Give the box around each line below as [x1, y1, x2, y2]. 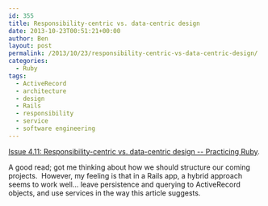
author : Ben [8, 34, 48, 43]
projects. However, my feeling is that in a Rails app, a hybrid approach [8, 170, 243, 180]
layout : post [8, 42, 52, 50]
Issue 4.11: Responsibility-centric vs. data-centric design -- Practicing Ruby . [8, 146, 260, 156]
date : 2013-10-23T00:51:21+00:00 [8, 27, 121, 35]
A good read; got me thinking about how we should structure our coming [8, 162, 250, 172]
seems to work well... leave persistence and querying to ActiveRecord [8, 179, 241, 189]
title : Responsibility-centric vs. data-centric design [8, 19, 200, 27]
